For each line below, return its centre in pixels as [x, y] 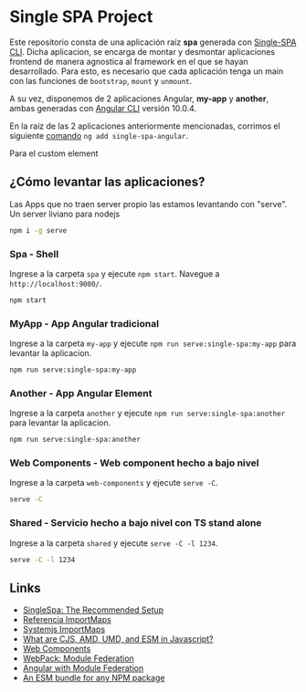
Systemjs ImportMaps [64, 629]
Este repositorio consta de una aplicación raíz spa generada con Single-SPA [153, 42]
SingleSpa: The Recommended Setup [93, 610]
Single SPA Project [81, 17]
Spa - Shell [34, 254]
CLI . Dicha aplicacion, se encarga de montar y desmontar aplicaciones [142, 51]
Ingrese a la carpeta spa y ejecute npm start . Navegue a [115, 273]
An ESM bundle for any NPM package [94, 678]
